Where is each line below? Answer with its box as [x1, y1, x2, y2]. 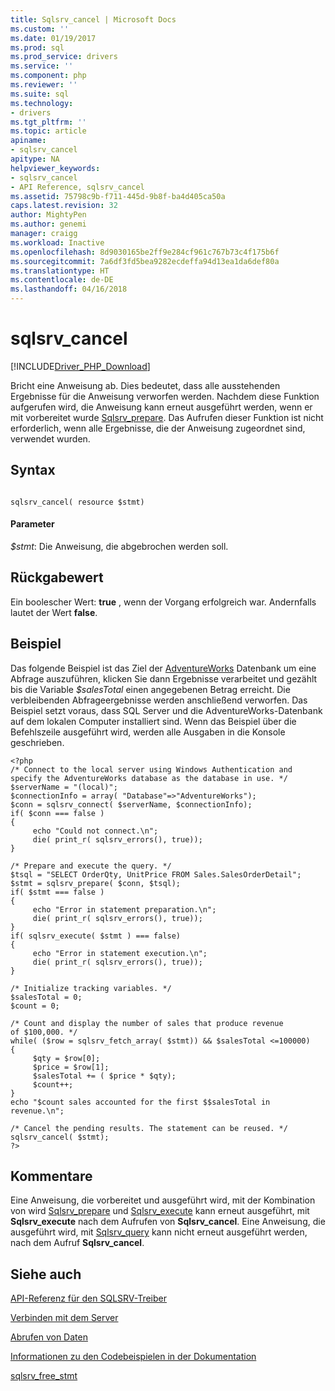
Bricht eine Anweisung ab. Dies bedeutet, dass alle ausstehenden [10, 379, 281, 391]
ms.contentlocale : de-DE [10, 275, 114, 285]
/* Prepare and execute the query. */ [10, 861, 172, 871]
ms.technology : [10, 98, 74, 108]
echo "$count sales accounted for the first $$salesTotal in [10, 1097, 271, 1107]
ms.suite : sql [10, 89, 70, 99]
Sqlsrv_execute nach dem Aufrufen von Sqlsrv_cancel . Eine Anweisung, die [10, 1216, 326, 1228]
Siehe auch [10, 1266, 82, 1283]
